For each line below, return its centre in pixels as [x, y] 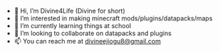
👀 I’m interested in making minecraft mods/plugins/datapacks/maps [113, 18]
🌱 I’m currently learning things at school [73, 26]
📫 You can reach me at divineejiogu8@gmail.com [88, 41]
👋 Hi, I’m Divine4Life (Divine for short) [70, 11]
